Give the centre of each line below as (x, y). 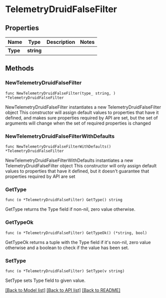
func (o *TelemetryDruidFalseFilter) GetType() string (64, 200)
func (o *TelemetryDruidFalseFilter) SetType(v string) (65, 271)
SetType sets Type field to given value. (45, 280)
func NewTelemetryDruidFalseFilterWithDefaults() (58, 146)
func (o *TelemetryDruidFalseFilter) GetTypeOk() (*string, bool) (76, 233)
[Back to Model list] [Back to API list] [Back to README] (63, 290)
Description (61, 42)
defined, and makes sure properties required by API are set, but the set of (82, 117)
